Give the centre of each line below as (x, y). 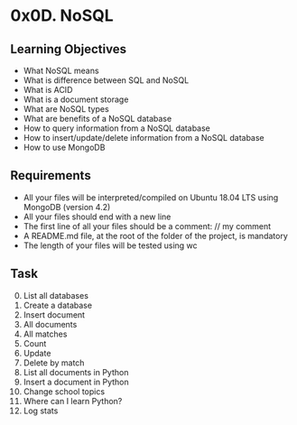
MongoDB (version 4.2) (67, 207)
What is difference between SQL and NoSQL (106, 80)
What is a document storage (76, 99)
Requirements (51, 176)
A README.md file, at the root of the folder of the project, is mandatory (155, 236)
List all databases (56, 295)
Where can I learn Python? (73, 401)
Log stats (41, 411)
